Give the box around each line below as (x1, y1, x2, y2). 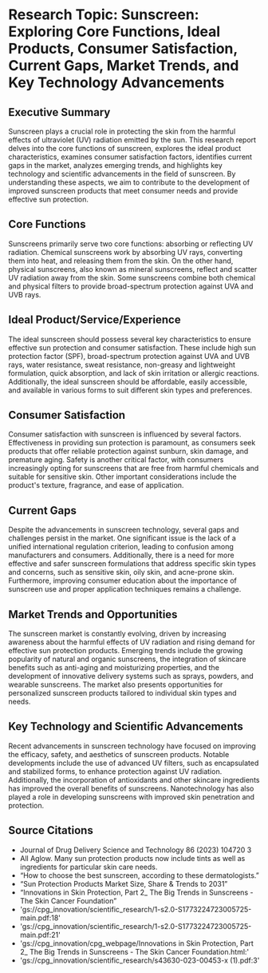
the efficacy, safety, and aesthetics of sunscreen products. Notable (8, 749, 230, 759)
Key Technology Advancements (8, 74, 225, 92)
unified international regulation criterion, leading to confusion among (8, 542, 234, 552)
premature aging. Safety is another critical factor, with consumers (8, 455, 224, 465)
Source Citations (8, 823, 93, 837)
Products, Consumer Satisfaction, (8, 40, 238, 58)
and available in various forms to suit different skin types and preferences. (8, 385, 253, 395)
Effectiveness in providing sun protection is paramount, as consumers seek (8, 438, 256, 448)
